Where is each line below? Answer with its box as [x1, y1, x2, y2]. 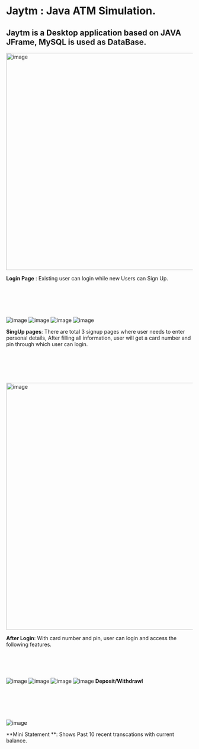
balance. [6, 737, 28, 744]
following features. [6, 641, 52, 648]
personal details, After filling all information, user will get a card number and [6, 334, 191, 341]
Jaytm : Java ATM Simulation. [6, 4, 156, 18]
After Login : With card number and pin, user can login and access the [6, 635, 177, 641]
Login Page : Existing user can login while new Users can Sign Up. [6, 275, 169, 282]
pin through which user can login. [6, 341, 88, 347]
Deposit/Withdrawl [95, 677, 143, 685]
